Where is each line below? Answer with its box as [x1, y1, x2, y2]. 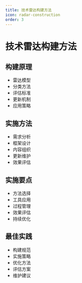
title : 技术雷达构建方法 [5, 7, 52, 13]
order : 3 [5, 17, 24, 22]
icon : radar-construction [5, 12, 60, 17]
